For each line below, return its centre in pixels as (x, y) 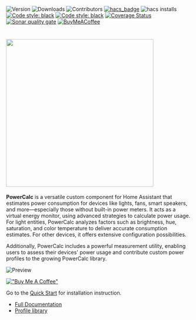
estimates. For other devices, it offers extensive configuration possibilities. (96, 234)
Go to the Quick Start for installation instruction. (64, 293)
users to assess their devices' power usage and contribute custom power (95, 252)
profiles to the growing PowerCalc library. (57, 258)
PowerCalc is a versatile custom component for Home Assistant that (89, 197)
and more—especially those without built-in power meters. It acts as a (91, 209)
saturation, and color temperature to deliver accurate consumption (87, 228)
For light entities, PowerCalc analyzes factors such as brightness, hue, (91, 222)
